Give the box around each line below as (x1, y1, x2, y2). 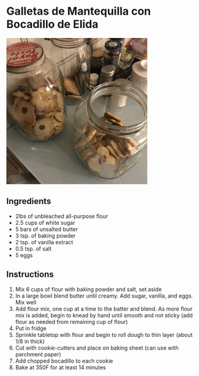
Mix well (15, 298, 37, 306)
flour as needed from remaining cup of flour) (15, 318, 129, 325)
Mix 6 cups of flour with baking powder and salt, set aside (15, 285, 162, 293)
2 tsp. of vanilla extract (15, 238, 73, 246)
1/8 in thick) (15, 337, 45, 345)
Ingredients (6, 196, 51, 206)
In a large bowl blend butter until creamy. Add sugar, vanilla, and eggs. (15, 292, 193, 299)
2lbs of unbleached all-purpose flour (15, 212, 108, 220)
